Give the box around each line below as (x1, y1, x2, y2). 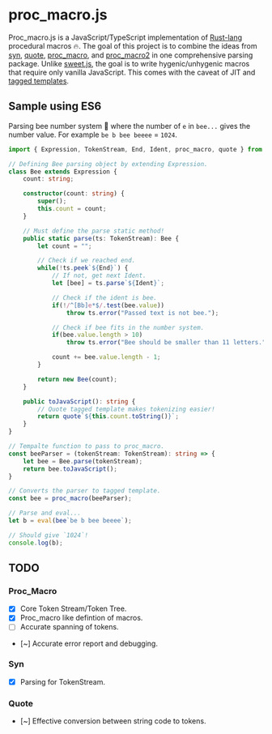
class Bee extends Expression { (8, 168, 117, 176)
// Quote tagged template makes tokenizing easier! (37, 405, 216, 413)
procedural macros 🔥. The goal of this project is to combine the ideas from (8, 41, 257, 50)
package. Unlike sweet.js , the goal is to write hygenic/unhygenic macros (8, 58, 250, 68)
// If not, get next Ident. (51, 271, 147, 280)
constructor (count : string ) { (23, 190, 125, 198)
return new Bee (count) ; (37, 375, 117, 383)
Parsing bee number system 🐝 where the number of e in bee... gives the (8, 121, 251, 130)
